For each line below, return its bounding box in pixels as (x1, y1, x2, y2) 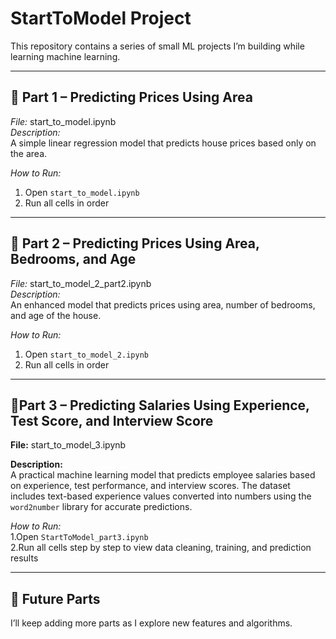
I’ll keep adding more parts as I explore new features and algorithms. (10, 617, 293, 629)
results (10, 552, 39, 564)
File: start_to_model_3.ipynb (10, 439, 127, 451)
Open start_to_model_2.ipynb (24, 348, 149, 360)
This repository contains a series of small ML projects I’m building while (10, 40, 305, 52)
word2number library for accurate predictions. (10, 501, 193, 513)
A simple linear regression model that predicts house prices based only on (10, 137, 317, 149)
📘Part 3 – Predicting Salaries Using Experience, (10, 397, 310, 414)
